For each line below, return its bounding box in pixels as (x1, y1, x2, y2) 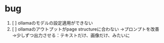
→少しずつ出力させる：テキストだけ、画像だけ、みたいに (12, 32, 130, 38)
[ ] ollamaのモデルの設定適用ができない (12, 20, 93, 26)
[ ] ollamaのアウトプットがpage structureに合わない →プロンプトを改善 (12, 26, 159, 32)
